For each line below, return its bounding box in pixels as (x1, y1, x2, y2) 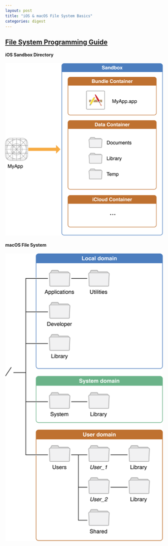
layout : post (5, 8, 32, 13)
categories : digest (5, 19, 46, 24)
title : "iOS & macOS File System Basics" (5, 13, 93, 19)
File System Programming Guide (5, 38, 108, 46)
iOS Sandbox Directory (5, 52, 54, 58)
